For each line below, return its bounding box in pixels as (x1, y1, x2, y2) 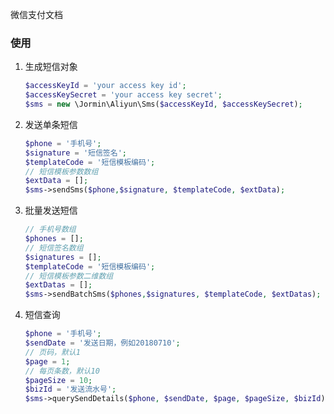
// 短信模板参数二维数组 (24, 271, 114, 281)
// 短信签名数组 (24, 243, 84, 253)
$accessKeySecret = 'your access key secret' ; (24, 90, 223, 100)
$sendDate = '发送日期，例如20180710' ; (24, 338, 181, 348)
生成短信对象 (24, 61, 78, 73)
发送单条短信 (24, 118, 78, 130)
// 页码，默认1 (24, 347, 81, 357)
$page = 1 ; (24, 356, 71, 367)
